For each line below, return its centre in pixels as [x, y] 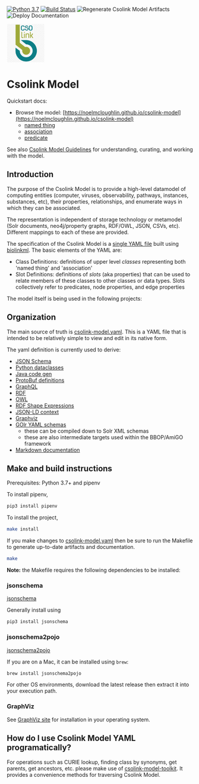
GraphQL [26, 386]
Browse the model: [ [40, 113]
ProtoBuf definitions [40, 380]
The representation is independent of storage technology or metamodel [94, 219]
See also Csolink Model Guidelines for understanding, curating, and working [100, 150]
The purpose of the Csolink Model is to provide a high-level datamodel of [97, 189]
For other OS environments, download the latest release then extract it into [98, 685]
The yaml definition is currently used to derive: [64, 350]
